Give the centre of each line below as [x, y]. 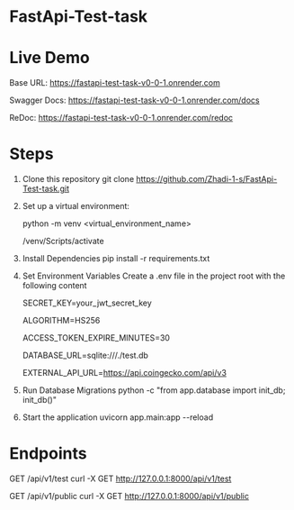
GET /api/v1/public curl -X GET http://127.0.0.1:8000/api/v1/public [129, 496]
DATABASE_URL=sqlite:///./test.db [85, 355]
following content [54, 286]
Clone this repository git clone [78, 179]
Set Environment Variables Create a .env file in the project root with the [154, 276]
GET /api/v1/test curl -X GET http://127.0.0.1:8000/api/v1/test [120, 478]
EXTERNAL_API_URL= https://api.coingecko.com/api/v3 [125, 373]
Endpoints [48, 454]
